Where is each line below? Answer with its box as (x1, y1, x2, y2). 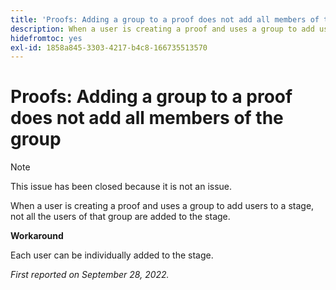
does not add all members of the (10, 107, 284, 130)
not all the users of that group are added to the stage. (10, 211, 231, 223)
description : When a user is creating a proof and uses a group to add (10, 24, 315, 34)
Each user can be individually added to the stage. (10, 249, 214, 261)
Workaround (10, 230, 64, 242)
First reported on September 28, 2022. (10, 269, 170, 281)
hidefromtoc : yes (10, 33, 83, 43)
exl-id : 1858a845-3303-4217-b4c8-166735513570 (10, 42, 208, 53)
